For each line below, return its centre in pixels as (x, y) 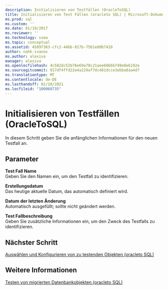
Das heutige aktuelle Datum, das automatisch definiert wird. (67, 191)
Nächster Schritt (31, 242)
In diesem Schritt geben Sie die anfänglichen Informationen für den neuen (81, 138)
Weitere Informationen (41, 270)
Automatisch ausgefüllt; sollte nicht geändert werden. (60, 206)
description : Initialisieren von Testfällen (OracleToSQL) (68, 10)
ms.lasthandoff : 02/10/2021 (34, 84)
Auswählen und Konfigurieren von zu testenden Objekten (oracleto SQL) (79, 254)
